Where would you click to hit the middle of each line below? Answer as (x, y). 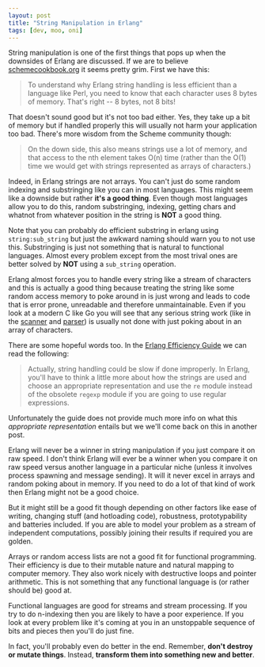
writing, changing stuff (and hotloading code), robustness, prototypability (128, 516)
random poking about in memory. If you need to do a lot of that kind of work (132, 484)
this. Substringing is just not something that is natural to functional (116, 247)
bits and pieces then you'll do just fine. (71, 631)
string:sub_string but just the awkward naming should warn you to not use (132, 239)
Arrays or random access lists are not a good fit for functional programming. (132, 557)
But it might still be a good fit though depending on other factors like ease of (132, 508)
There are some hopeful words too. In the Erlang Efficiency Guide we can (127, 345)
